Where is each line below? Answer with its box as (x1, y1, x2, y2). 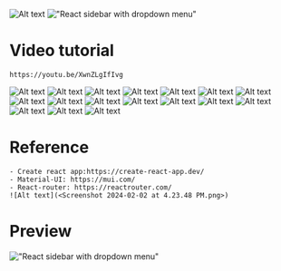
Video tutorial (9, 41, 115, 61)
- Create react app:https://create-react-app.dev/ (9, 167, 205, 176)
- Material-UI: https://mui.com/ (9, 175, 136, 184)
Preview (9, 221, 73, 242)
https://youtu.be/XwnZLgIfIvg (9, 70, 124, 79)
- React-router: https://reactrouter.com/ (9, 182, 172, 192)
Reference (9, 137, 89, 158)
